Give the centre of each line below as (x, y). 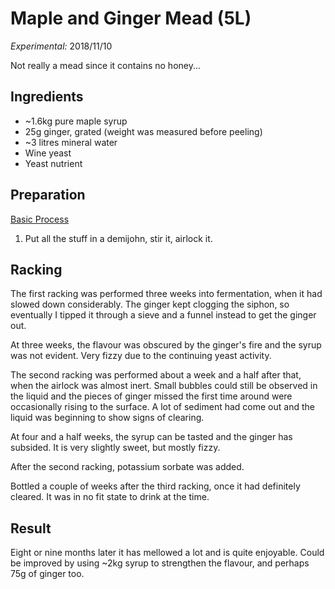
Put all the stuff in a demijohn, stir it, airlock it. (118, 238)
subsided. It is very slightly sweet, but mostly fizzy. (115, 448)
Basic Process (40, 219)
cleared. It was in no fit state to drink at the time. (110, 497)
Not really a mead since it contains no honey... (106, 65)
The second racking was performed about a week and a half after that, (156, 375)
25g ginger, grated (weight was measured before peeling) (143, 131)
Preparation (48, 195)
